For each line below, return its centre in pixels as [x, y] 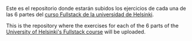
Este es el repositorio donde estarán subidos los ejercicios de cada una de [96, 8]
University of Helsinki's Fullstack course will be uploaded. [76, 32]
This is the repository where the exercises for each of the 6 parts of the [92, 26]
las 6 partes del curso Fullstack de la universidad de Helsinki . [80, 14]
